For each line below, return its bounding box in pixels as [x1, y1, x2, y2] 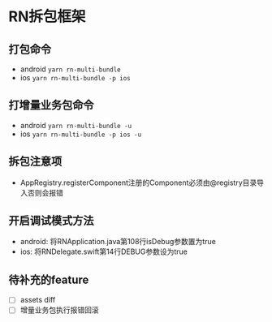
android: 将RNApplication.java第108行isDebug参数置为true [19, 237, 217, 247]
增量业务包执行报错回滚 [19, 305, 99, 315]
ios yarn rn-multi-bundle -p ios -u [19, 129, 142, 139]
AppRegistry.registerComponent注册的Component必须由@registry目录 [19, 178, 257, 187]
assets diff [19, 295, 56, 305]
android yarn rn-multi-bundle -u [19, 120, 132, 130]
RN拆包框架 [8, 7, 86, 26]
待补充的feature [8, 273, 89, 286]
